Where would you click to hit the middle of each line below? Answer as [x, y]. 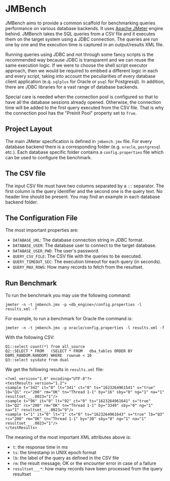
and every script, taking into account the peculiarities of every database [80, 76]
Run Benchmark [31, 283]
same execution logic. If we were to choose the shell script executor [77, 65]
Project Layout [29, 129]
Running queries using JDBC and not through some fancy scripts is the [79, 54]
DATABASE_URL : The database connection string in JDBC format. [78, 240]
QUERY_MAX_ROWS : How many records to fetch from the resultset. [78, 267]
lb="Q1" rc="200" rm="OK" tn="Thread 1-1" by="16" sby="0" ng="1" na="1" [85, 392]
